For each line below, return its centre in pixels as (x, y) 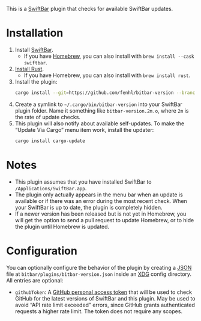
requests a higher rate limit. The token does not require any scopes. (99, 311)
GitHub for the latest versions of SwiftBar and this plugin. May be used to (105, 298)
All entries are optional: (35, 280)
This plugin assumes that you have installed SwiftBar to (83, 182)
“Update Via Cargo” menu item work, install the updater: (84, 129)
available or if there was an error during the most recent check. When (101, 201)
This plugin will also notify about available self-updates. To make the (100, 123)
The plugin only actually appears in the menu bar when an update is (99, 195)
